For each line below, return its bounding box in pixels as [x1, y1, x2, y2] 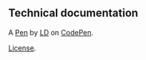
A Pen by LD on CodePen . [8, 27, 94, 37]
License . [8, 43, 37, 53]
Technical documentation [8, 6, 139, 20]
